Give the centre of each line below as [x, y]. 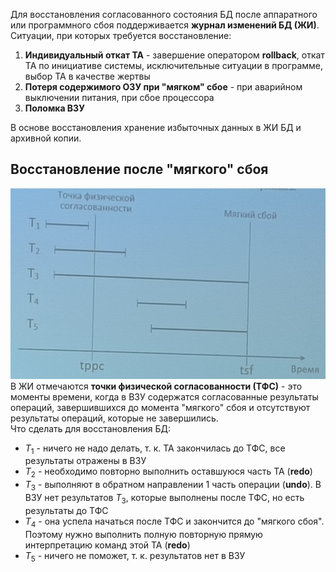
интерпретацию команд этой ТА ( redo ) [107, 545]
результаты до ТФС [66, 510]
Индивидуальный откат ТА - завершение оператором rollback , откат [174, 55]
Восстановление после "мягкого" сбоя [139, 169]
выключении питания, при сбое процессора [119, 97]
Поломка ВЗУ [54, 108]
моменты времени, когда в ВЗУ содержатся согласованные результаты [164, 396]
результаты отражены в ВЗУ [85, 461]
